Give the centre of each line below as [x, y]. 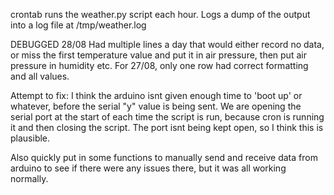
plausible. [30, 138]
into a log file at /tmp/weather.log [78, 25]
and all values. [40, 76]
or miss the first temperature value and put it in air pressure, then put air [158, 55]
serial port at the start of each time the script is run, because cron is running [167, 117]
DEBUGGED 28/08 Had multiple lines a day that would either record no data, [167, 44]
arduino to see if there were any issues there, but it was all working [148, 168]
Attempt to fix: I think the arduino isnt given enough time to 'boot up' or [156, 95]
